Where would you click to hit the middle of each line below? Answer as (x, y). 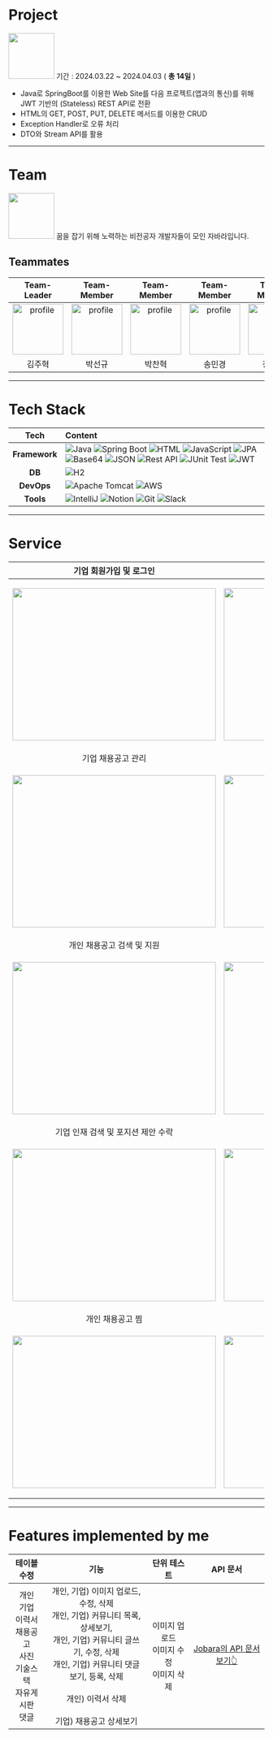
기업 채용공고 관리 (114, 758)
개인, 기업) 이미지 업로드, (96, 1591)
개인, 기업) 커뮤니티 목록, (96, 1615)
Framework (35, 454)
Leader (38, 295)
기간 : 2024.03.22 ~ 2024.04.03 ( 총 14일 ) (126, 76)
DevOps (35, 485)
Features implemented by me (109, 1535)
